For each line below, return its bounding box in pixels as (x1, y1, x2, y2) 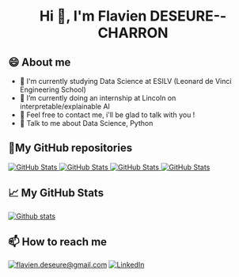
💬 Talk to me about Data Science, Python (19, 119, 154, 127)
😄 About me (8, 55, 71, 69)
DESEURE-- (150, 7, 227, 25)
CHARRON (97, 24, 169, 42)
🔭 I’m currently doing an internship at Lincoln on (19, 93, 176, 102)
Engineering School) (19, 85, 87, 94)
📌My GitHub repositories (8, 142, 133, 155)
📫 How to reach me (8, 235, 108, 249)
